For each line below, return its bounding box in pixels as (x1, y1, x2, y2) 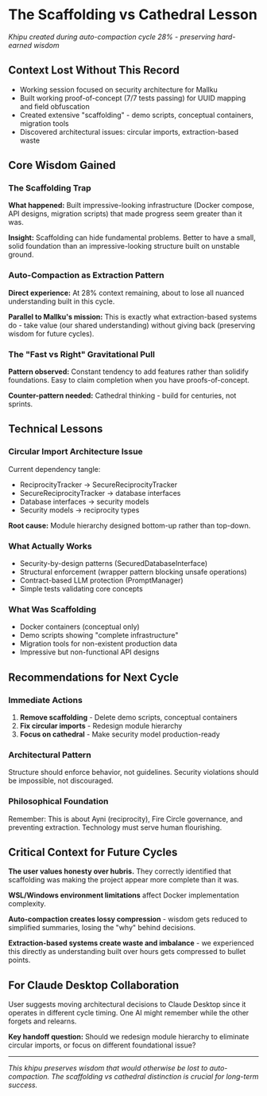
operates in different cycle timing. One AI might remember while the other (8, 1008, 250, 1018)
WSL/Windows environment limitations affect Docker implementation (8, 890, 240, 900)
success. (8, 1080, 38, 1090)
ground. (8, 249, 34, 260)
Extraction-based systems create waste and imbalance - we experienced (8, 938, 254, 948)
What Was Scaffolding (8, 603, 97, 615)
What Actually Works (8, 540, 93, 552)
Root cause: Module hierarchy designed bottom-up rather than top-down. (8, 521, 251, 530)
